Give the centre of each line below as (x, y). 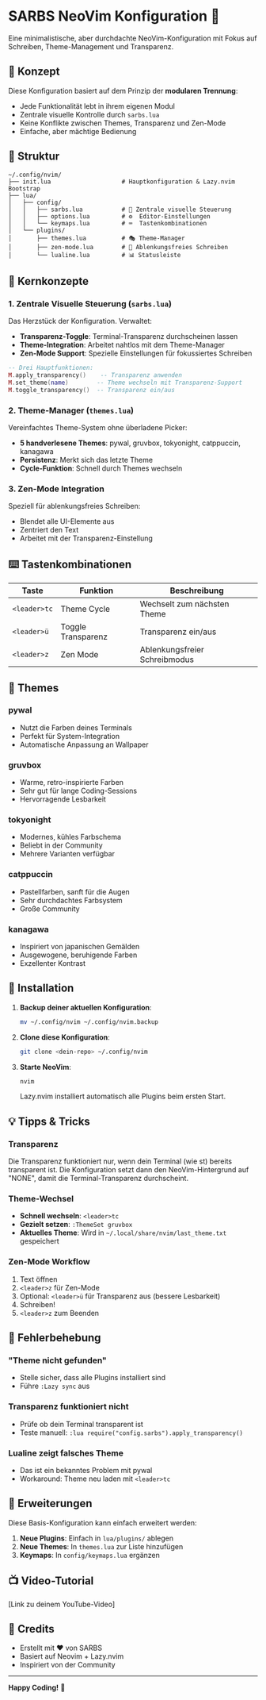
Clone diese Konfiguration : (65, 1037)
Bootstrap (25, 188)
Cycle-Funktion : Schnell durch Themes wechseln (101, 468)
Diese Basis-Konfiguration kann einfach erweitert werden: (103, 1522)
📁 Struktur (34, 157)
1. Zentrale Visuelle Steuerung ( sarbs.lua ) (90, 303)
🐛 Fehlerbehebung (55, 1338)
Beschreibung (197, 590)
